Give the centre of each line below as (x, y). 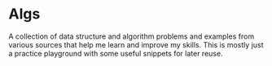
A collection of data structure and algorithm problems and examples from (132, 36)
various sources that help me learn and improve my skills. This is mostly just (136, 44)
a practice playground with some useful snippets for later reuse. (116, 53)
